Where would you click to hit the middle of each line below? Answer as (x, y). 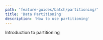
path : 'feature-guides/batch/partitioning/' (52, 10)
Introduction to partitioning (33, 33)
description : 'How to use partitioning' (48, 19)
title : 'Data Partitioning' (34, 14)
